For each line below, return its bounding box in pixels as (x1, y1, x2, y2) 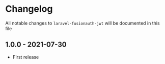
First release (12, 54, 39, 60)
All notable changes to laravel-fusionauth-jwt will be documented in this (5, 20, 160, 26)
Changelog (5, 3, 53, 15)
